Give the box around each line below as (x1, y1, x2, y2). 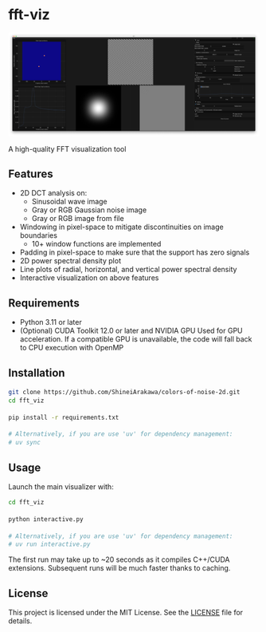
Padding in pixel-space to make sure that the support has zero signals (19, 247, 250, 257)
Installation (8, 365, 65, 380)
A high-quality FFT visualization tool (8, 144, 127, 153)
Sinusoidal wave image (31, 197, 108, 207)
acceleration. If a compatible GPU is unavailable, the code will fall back (19, 334, 252, 344)
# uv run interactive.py (8, 540, 91, 548)
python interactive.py (8, 515, 84, 523)
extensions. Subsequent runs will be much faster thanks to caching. (8, 563, 231, 573)
